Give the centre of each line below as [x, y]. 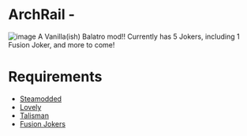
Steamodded [40, 98]
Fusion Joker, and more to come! [62, 44]
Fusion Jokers [42, 123]
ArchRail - [41, 15]
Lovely [30, 107]
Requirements [55, 77]
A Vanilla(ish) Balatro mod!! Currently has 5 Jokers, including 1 [139, 36]
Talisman [34, 115]
